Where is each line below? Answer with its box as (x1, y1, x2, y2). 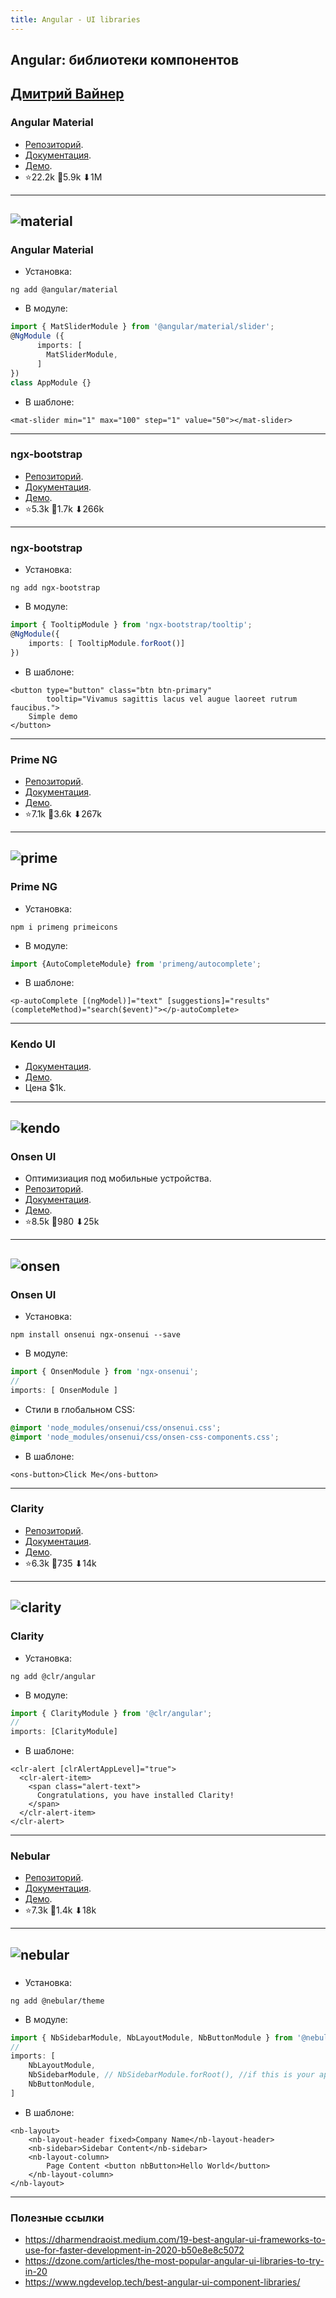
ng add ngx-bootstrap (10, 583, 101, 593)
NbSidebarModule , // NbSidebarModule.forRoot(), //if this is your (28, 2070, 315, 2080)
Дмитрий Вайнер (10, 86, 125, 103)
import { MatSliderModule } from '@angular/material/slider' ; (10, 322, 275, 332)
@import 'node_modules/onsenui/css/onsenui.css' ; (10, 1422, 222, 1433)
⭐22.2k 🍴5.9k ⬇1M (24, 171, 103, 183)
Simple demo (28, 711, 78, 721)
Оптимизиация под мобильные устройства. (24, 1172, 212, 1185)
